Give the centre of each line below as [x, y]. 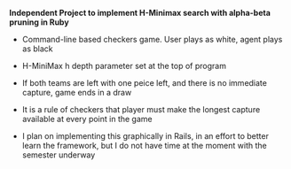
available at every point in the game [87, 119]
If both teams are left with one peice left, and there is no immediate [145, 83]
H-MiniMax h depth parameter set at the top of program [124, 66]
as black [37, 49]
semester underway [59, 155]
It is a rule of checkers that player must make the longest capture [141, 109]
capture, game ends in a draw [77, 92]
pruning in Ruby [39, 22]
